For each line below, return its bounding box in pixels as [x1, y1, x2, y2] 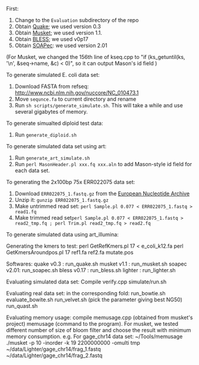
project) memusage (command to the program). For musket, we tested [6, 320, 179, 327]
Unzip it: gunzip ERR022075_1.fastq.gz [14, 196, 109, 203]
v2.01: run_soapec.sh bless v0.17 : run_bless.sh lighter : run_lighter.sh [6, 267, 176, 273]
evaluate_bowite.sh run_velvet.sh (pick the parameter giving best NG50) [6, 296, 183, 303]
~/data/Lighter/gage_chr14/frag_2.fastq [6, 352, 103, 359]
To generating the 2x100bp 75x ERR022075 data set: [6, 179, 135, 185]
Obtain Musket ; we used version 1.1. [14, 29, 103, 36]
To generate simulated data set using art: [6, 143, 107, 149]
